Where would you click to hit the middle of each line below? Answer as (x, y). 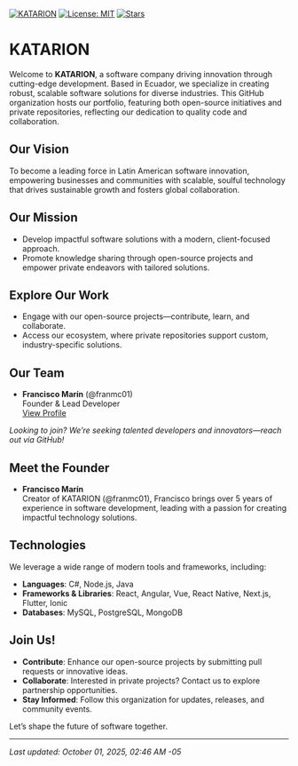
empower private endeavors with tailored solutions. (116, 267)
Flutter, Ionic (45, 602)
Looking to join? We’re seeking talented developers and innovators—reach (145, 430)
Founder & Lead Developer (71, 403)
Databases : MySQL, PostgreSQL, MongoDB (102, 612)
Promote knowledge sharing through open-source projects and (137, 258)
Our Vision (39, 150)
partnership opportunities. (70, 690)
